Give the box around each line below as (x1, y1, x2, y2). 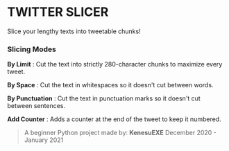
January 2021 (24, 136, 64, 144)
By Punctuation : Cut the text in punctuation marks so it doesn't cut (7, 94, 201, 103)
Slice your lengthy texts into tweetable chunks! (7, 27, 141, 35)
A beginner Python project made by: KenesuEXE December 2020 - (24, 129, 217, 137)
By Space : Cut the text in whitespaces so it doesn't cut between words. (7, 81, 214, 89)
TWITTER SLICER (7, 4, 109, 20)
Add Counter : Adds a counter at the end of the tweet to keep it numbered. (7, 115, 221, 123)
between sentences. (7, 102, 66, 110)
